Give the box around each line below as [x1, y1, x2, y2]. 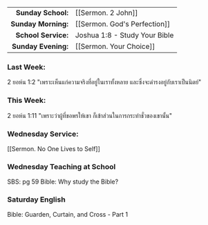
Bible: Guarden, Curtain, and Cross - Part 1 [7, 211, 129, 219]
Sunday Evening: [11, 41, 69, 51]
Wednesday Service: [7, 129, 79, 139]
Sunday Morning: [10, 19, 69, 28]
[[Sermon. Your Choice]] [75, 41, 155, 51]
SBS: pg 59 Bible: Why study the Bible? [7, 177, 119, 186]
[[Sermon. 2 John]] [75, 8, 138, 17]
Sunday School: [15, 8, 69, 17]
